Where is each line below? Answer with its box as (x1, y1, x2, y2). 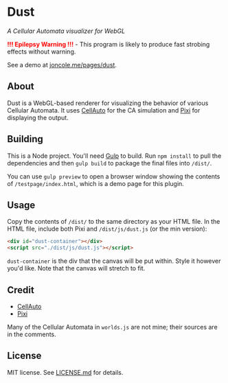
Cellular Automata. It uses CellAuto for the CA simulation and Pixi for (7, 106, 201, 114)
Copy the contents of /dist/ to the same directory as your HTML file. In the (7, 218, 220, 226)
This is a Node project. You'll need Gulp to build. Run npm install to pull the (7, 152, 222, 160)
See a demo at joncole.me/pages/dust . (7, 60, 117, 69)
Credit (7, 284, 34, 296)
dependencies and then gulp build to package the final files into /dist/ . (7, 159, 212, 167)
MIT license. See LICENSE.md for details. (7, 368, 124, 376)
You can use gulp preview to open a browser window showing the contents (7, 172, 220, 181)
